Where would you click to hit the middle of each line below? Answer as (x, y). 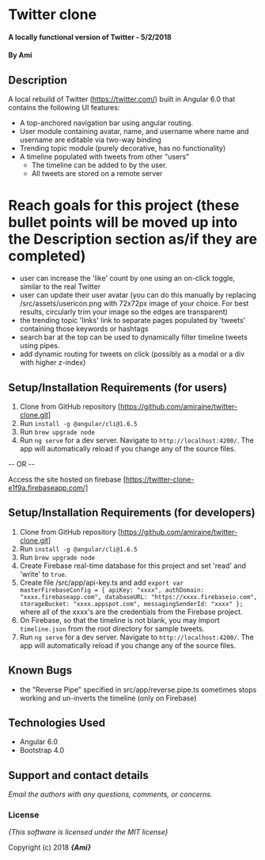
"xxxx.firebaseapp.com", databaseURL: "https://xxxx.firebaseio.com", (138, 597)
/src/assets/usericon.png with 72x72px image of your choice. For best (134, 304)
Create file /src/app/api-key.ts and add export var (102, 582)
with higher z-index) (53, 363)
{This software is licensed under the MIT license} (88, 832)
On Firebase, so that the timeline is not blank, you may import (119, 620)
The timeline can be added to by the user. (99, 165)
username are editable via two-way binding (91, 140)
